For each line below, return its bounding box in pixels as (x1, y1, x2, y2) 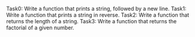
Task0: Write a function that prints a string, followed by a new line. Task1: (6, 5, 187, 12)
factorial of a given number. (6, 24, 74, 31)
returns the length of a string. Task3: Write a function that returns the (6, 18, 177, 24)
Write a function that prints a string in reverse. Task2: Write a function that (6, 11, 190, 18)
